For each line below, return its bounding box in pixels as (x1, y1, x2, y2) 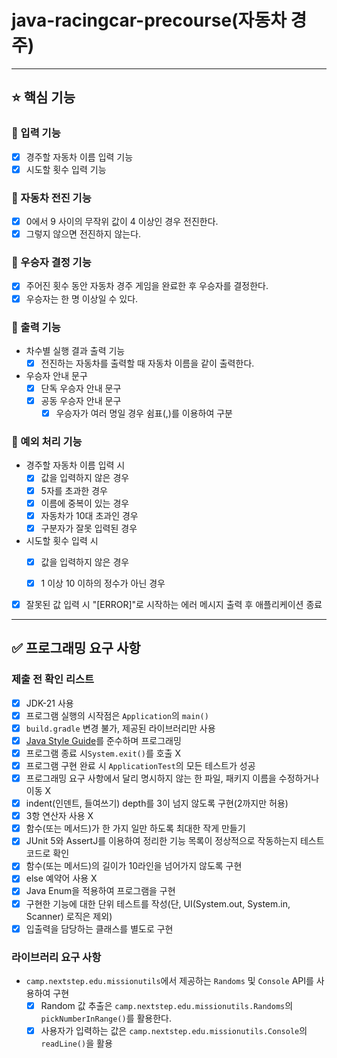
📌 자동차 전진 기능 (11, 191, 92, 205)
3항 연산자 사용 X (25, 810, 94, 822)
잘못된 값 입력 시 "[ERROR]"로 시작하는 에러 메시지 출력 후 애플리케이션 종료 (25, 598, 323, 610)
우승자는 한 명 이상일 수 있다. (25, 292, 139, 305)
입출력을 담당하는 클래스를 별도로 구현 (25, 922, 174, 935)
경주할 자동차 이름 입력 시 (25, 459, 126, 471)
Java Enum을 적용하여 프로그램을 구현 (25, 885, 176, 897)
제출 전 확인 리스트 (11, 672, 95, 686)
